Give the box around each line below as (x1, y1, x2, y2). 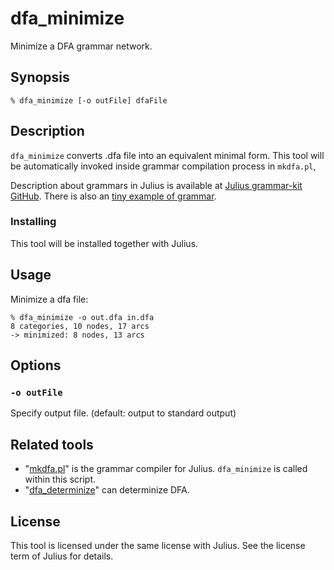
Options (10, 357, 62, 374)
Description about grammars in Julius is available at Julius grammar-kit (10, 179, 303, 191)
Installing (10, 215, 57, 229)
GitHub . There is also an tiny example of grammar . (10, 190, 217, 202)
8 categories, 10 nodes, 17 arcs (10, 321, 150, 331)
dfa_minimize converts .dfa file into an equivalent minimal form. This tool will (10, 149, 325, 161)
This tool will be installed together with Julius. (10, 237, 199, 249)
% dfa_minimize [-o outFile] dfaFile (10, 95, 168, 106)
